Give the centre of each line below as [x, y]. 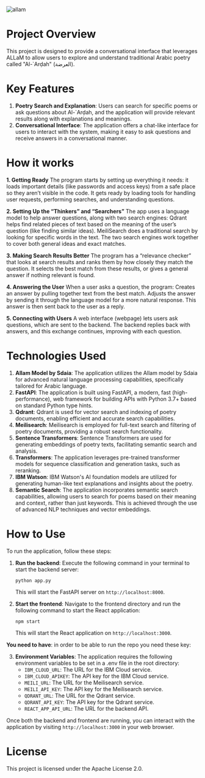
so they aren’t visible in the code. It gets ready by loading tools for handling [101, 193]
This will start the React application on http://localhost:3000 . [93, 632]
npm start [28, 621]
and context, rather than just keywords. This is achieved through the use [106, 503]
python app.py [33, 580]
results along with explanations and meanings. [74, 119]
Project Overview [51, 34]
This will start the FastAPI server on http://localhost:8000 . [90, 592]
